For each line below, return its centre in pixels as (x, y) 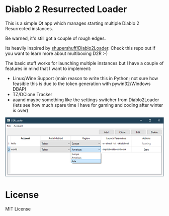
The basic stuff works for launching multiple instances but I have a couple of (84, 63)
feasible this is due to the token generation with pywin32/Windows (81, 84)
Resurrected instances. (29, 28)
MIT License (18, 209)
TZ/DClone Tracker (32, 94)
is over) (20, 110)
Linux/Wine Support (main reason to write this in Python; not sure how (85, 78)
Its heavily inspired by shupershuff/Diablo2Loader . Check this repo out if (80, 48)
